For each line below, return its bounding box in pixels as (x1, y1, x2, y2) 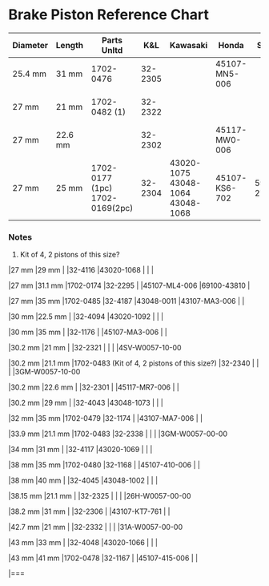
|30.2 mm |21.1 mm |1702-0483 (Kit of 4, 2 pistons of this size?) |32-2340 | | (8, 358, 259, 368)
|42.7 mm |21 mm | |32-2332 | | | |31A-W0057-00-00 (8, 523, 183, 532)
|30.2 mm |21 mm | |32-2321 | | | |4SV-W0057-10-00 (8, 343, 182, 353)
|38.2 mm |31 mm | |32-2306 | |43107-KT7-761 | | (8, 507, 171, 516)
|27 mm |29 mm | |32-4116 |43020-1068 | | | (8, 265, 155, 275)
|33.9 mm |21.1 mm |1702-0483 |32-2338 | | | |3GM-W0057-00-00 (8, 429, 228, 438)
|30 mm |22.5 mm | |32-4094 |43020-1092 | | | (8, 312, 164, 321)
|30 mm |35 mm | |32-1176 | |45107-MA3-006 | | (8, 327, 168, 337)
